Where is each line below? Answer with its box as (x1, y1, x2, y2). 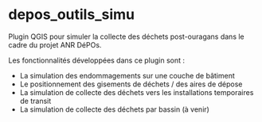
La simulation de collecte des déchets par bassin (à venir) (19, 105, 209, 114)
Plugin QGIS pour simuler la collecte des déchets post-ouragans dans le (8, 32, 244, 41)
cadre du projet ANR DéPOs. (8, 40, 102, 49)
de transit (19, 96, 52, 105)
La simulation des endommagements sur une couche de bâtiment (19, 71, 235, 80)
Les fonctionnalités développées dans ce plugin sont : (8, 55, 186, 65)
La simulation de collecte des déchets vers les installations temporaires (19, 87, 254, 97)
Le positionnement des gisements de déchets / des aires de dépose (19, 79, 243, 89)
